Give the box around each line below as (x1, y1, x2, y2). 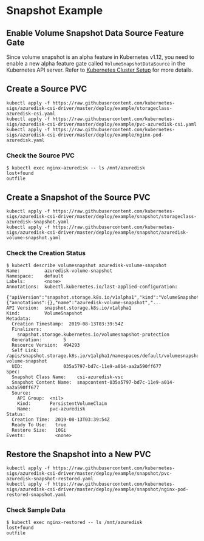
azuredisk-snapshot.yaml (6, 219, 69, 225)
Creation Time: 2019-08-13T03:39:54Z (12, 417, 110, 423)
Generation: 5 (12, 337, 67, 343)
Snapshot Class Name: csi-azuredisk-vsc (12, 374, 123, 380)
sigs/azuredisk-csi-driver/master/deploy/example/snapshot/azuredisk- (6, 229, 189, 236)
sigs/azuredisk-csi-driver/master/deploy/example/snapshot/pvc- (6, 471, 172, 477)
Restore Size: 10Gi (12, 427, 67, 434)
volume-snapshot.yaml (6, 234, 61, 240)
